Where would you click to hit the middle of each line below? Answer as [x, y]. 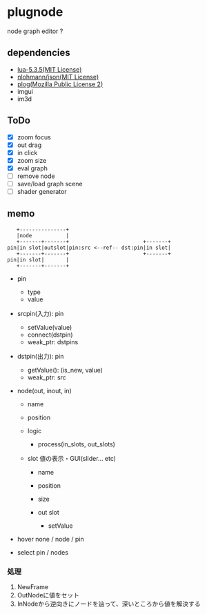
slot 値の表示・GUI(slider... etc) [71, 458]
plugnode [35, 12]
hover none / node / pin [50, 539]
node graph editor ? [35, 31]
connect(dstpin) [50, 335]
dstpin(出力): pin [40, 356]
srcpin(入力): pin [40, 313]
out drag [29, 145]
